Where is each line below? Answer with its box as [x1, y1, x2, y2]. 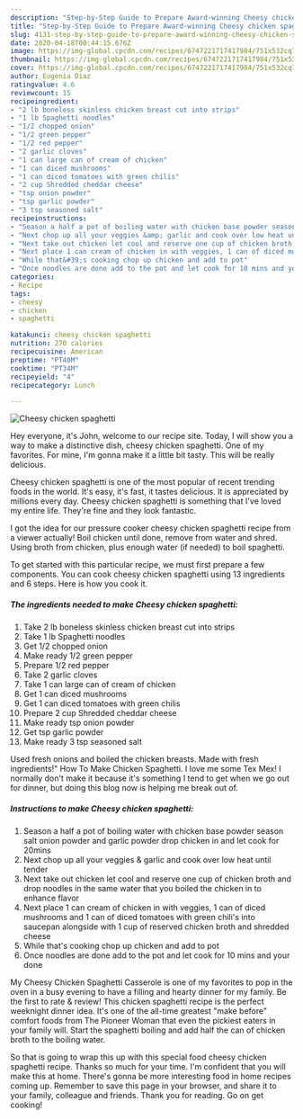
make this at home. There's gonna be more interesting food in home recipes [10, 1071, 291, 1082]
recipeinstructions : [10, 213, 88, 223]
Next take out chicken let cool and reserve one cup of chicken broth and [22, 873, 291, 884]
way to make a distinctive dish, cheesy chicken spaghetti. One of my [10, 440, 264, 451]
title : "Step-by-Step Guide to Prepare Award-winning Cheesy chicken [10, 22, 277, 31]
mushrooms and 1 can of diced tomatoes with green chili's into [22, 912, 255, 923]
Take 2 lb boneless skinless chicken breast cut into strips [22, 622, 236, 632]
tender [22, 864, 49, 875]
